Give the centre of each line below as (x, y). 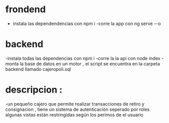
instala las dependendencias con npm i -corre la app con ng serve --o (87, 23)
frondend (26, 9)
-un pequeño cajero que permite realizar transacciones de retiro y (75, 104)
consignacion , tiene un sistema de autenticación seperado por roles (78, 109)
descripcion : (34, 90)
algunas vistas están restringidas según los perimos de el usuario (74, 115)
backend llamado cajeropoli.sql (38, 69)
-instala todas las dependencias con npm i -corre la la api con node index (83, 58)
